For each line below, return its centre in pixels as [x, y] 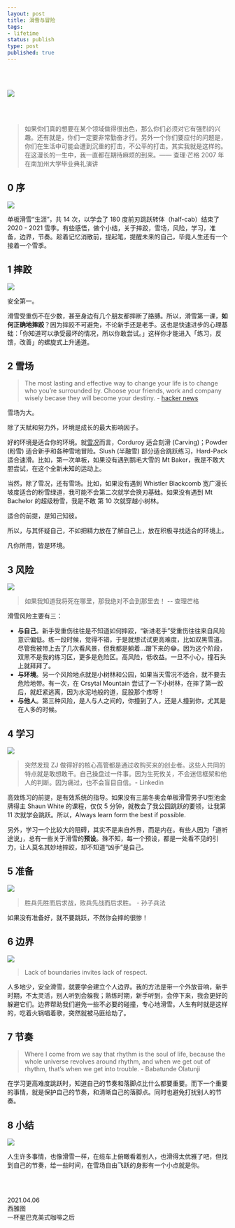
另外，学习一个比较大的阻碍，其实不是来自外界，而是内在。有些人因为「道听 [117, 829]
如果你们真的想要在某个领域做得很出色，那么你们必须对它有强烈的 [119, 128]
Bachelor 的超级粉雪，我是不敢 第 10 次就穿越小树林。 [85, 501]
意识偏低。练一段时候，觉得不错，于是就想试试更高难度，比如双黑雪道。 [121, 640]
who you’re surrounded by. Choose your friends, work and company [123, 391]
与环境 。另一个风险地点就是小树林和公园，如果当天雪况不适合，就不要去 [121, 675]
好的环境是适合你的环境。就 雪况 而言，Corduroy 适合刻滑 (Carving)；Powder [117, 442]
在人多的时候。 [39, 710]
